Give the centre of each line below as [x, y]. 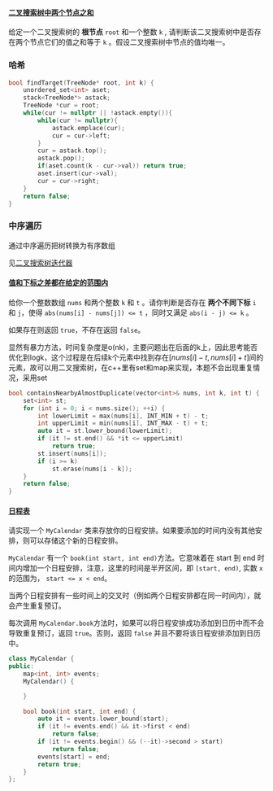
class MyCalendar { [41, 659]
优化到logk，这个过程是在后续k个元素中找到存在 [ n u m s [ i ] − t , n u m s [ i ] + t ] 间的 [136, 357]
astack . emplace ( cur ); [89, 128]
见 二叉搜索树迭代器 [41, 262]
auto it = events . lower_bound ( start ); [103, 719]
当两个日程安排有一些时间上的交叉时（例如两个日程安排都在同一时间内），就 [135, 596]
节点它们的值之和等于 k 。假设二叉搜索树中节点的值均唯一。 [130, 42]
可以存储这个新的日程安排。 [76, 540]
